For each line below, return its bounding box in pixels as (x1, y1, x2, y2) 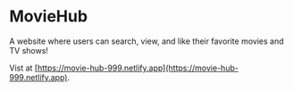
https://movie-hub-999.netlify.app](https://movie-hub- (37, 62, 239, 73)
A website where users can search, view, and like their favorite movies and (9, 36, 284, 46)
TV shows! (9, 45, 49, 55)
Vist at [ (9, 62, 38, 73)
